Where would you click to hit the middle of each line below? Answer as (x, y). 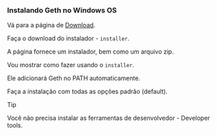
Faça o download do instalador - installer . (68, 38)
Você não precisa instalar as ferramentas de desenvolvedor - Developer (108, 118)
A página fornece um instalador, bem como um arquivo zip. (91, 52)
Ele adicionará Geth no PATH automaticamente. (74, 78)
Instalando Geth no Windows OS (62, 10)
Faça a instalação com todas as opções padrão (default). (87, 92)
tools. (15, 125)
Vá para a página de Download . (51, 25)
